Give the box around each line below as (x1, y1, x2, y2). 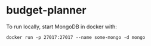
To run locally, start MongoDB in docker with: (6, 23, 118, 30)
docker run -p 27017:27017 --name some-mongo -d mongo (6, 34, 146, 40)
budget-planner (6, 4, 87, 17)
